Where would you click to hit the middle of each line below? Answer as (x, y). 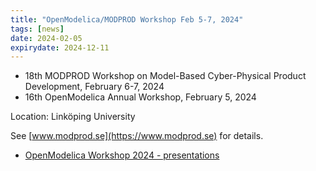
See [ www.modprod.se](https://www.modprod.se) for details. (137, 136)
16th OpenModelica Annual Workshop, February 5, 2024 (140, 97)
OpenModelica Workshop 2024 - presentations (122, 155)
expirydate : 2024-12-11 (60, 47)
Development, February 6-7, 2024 (94, 87)
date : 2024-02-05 (46, 38)
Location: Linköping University (73, 117)
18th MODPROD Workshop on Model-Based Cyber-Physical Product (165, 76)
